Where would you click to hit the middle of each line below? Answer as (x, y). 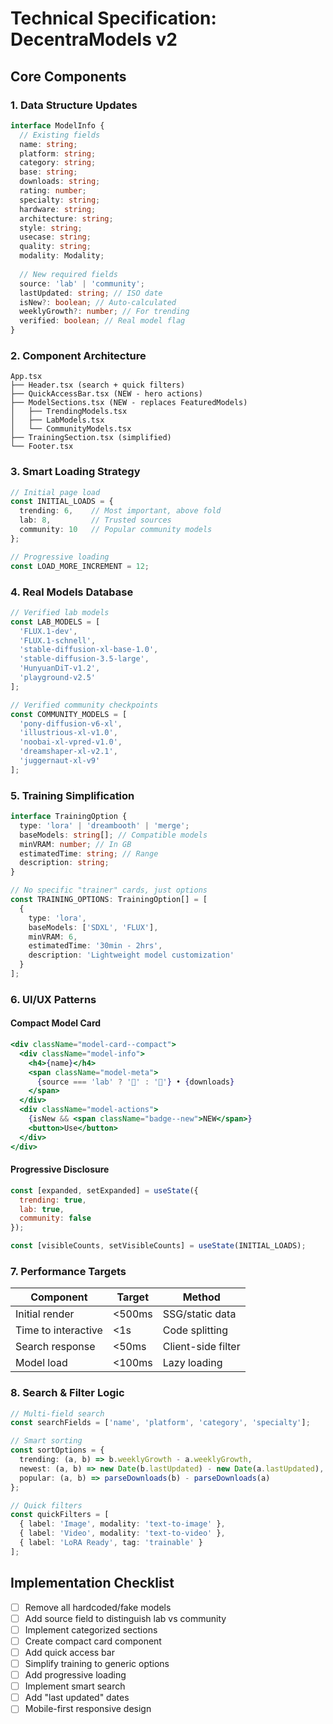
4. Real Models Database (72, 592)
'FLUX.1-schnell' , (58, 640)
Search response (55, 1347)
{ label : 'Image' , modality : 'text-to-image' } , (122, 1524)
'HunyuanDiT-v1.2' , (60, 668)
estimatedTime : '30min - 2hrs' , (95, 946)
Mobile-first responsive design (88, 1709)
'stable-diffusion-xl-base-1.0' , (89, 650)
